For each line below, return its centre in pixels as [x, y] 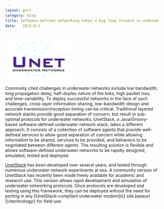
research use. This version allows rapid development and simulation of [76, 181]
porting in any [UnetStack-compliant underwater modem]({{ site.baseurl [78, 196]
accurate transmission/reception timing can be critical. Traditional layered [79, 109]
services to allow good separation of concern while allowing [82, 135]
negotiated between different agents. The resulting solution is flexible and [79, 145]
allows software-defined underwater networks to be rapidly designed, [75, 151]
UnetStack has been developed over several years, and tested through [76, 165]
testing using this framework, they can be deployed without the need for [78, 191]
